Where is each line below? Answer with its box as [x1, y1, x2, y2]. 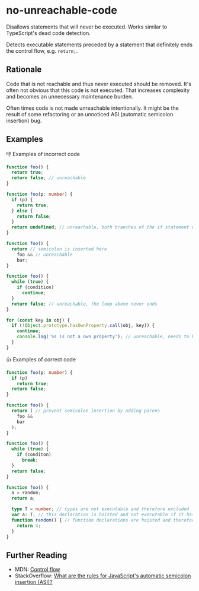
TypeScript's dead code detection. [6, 29, 91, 36]
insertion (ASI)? [14, 579, 53, 586]
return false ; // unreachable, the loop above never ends [11, 301, 158, 307]
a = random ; [11, 490, 41, 496]
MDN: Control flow [14, 566, 60, 573]
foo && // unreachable [17, 252, 73, 258]
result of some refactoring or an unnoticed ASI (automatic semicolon [6, 110, 174, 117]
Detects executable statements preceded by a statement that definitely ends [6, 41, 193, 48]
